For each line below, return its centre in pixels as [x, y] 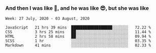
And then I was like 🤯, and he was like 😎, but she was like [77, 8]
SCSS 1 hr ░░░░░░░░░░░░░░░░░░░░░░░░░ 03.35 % [78, 41]
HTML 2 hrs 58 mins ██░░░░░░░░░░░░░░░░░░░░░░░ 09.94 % [78, 37]
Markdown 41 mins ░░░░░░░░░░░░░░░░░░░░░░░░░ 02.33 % [78, 45]
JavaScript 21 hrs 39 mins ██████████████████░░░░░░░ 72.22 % [78, 28]
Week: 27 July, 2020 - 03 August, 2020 [48, 19]
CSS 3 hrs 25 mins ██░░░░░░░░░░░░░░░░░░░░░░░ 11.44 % [78, 32]
